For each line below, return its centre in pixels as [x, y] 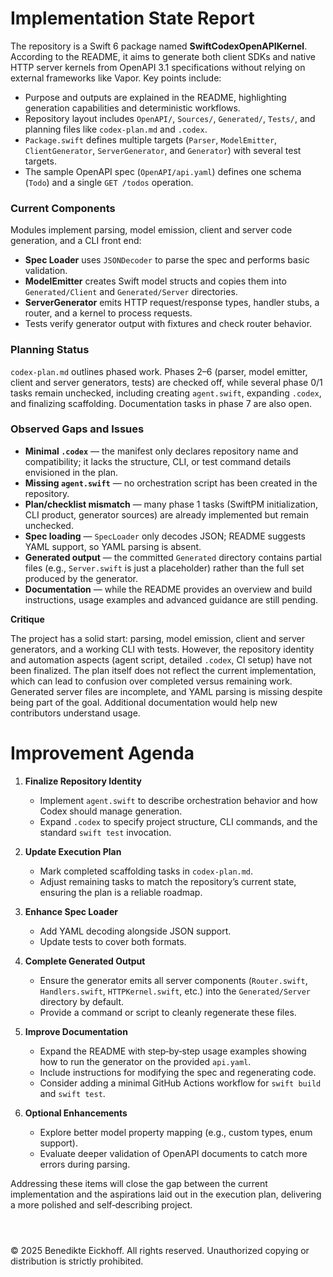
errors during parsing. [85, 1164]
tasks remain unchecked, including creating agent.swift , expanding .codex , [166, 393]
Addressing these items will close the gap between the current [139, 1183]
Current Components [63, 208]
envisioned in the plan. [71, 472]
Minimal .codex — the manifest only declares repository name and [161, 451]
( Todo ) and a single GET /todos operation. [109, 182]
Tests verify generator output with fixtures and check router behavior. [168, 324]
